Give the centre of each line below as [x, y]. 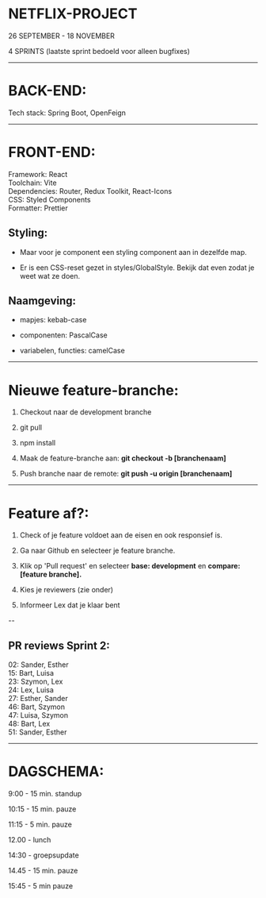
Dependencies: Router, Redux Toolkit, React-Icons [90, 191]
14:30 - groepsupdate [44, 855]
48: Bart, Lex [29, 724]
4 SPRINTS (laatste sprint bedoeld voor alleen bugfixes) [99, 51]
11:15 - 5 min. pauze [40, 825]
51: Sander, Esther [38, 732]
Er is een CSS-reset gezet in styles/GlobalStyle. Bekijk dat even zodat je [137, 268]
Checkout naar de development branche [85, 412]
